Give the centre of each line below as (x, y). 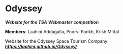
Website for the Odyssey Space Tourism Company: (57, 41)
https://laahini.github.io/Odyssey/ (41, 46)
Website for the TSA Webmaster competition (52, 22)
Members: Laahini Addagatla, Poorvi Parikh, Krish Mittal (62, 31)
